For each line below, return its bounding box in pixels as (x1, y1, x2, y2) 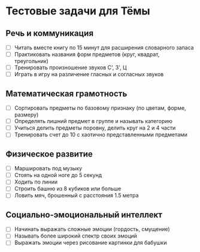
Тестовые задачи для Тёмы (5, 4, 150, 18)
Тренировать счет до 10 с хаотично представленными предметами (14, 131, 188, 139)
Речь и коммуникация (5, 28, 94, 38)
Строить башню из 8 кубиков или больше (14, 185, 122, 193)
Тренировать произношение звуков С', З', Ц (14, 64, 127, 71)
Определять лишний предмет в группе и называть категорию (14, 118, 173, 125)
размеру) (14, 111, 39, 118)
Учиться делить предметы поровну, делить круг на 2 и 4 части (14, 124, 176, 131)
